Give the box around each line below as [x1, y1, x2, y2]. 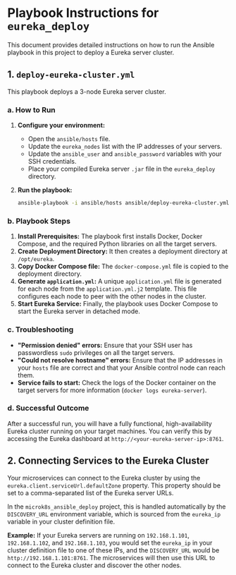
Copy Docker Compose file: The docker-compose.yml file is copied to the [17, 262, 229, 271]
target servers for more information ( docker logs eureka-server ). [17, 386, 207, 394]
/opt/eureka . [17, 255, 55, 263]
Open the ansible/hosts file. [27, 135, 111, 143]
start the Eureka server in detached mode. [17, 307, 141, 315]
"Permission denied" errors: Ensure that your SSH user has [17, 341, 193, 349]
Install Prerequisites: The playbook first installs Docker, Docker [17, 232, 203, 241]
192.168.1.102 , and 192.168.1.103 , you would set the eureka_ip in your [7, 538, 213, 547]
